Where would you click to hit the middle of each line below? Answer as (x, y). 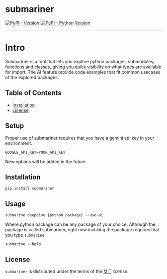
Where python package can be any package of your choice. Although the (80, 224)
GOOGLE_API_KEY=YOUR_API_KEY (35, 152)
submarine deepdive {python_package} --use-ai (54, 215)
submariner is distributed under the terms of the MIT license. (67, 271)
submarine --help (23, 244)
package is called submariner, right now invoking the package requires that (82, 230)
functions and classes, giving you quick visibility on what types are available (83, 67)
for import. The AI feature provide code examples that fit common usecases (83, 72)
